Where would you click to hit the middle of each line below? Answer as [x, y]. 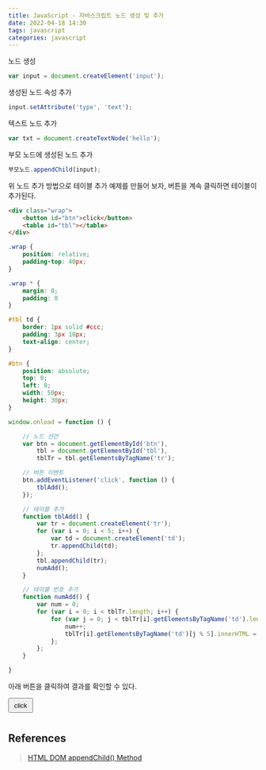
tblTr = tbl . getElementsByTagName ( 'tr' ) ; [106, 459]
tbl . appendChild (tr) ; [72, 560]
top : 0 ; [35, 378]
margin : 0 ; [40, 291]
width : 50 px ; [44, 393]
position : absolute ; [56, 371]
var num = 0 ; [58, 604]
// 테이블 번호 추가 [51, 590]
